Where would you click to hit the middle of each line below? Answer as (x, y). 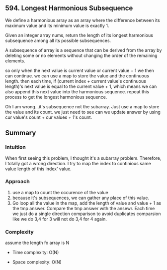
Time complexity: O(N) (36, 253)
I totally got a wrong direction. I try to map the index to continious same (78, 163)
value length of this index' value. (39, 169)
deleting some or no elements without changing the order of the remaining (81, 55)
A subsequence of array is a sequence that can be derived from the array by (83, 50)
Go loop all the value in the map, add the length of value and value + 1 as (87, 203)
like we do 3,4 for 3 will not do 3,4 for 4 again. (59, 219)
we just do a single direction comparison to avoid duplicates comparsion (86, 214)
